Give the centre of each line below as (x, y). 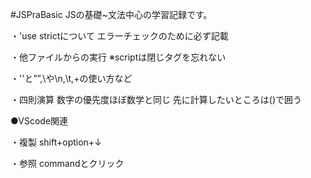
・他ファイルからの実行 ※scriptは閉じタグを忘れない (118, 57)
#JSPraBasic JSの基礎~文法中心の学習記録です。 (111, 14)
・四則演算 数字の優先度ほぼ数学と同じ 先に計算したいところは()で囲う (156, 99)
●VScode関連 (39, 121)
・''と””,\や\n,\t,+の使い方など (71, 78)
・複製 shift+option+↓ (56, 142)
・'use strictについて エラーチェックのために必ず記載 (119, 36)
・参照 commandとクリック (67, 163)
